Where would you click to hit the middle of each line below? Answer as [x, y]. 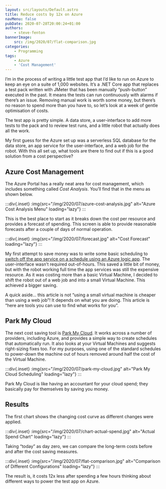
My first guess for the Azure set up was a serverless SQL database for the [81, 140]
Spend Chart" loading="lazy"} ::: [38, 436]
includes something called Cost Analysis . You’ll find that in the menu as [78, 189]
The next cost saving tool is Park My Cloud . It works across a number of [79, 333]
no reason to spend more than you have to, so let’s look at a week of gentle [82, 106]
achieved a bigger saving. [31, 285]
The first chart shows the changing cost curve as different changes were [79, 416]
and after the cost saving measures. [42, 451]
